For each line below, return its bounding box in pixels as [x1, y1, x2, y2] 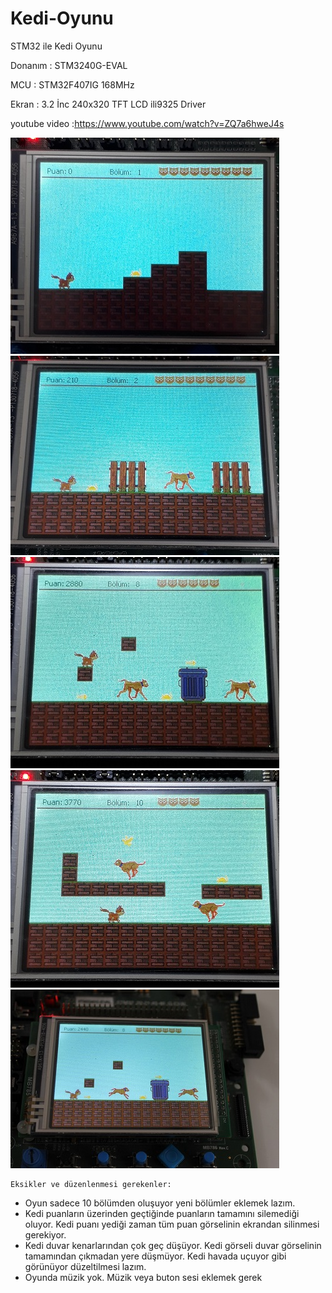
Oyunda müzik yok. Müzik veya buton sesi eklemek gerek [24, 1271, 263, 1283]
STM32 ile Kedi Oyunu [10, 40, 103, 52]
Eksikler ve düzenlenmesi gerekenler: [10, 1179, 172, 1189]
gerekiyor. [24, 1228, 67, 1241]
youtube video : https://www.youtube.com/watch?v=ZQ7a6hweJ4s [10, 117, 285, 129]
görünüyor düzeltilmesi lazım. [24, 1260, 147, 1272]
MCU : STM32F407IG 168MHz [10, 78, 135, 91]
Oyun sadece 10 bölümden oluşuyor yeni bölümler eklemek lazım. [24, 1197, 296, 1209]
